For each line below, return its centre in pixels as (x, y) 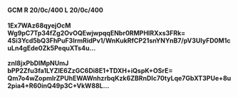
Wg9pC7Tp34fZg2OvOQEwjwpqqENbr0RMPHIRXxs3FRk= (97, 33)
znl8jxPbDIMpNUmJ (38, 63)
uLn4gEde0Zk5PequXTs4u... (52, 48)
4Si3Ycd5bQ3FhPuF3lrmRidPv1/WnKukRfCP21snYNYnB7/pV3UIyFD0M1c (119, 41)
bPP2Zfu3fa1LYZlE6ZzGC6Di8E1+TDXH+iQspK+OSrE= (90, 71)
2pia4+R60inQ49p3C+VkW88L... (58, 86)
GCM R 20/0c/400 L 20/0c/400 (55, 10)
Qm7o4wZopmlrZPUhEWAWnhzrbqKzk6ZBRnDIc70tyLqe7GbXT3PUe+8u (119, 79)
